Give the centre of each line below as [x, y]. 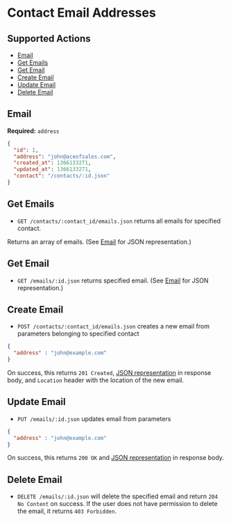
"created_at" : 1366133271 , [52, 163]
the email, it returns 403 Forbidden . [67, 511]
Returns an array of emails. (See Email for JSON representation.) [100, 242]
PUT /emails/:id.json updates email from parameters [94, 418]
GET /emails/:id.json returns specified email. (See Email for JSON [113, 280]
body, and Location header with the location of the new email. [96, 380]
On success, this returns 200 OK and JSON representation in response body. [115, 458]
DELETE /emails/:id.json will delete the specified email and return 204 [118, 496]
